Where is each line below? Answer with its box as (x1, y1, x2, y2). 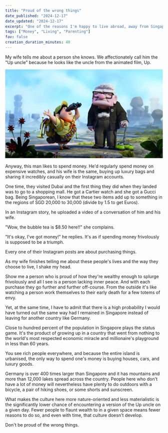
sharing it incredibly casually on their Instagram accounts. (5, 174, 124, 180)
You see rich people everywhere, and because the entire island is (5, 350, 140, 356)
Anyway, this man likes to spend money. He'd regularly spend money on (5, 163, 154, 169)
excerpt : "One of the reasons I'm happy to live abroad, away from (5, 24, 149, 29)
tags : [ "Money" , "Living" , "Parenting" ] (5, 29, 91, 34)
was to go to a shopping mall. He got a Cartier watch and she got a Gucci (5, 189, 156, 195)
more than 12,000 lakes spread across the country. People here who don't (5, 376, 158, 382)
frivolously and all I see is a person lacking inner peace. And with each (5, 279, 150, 285)
